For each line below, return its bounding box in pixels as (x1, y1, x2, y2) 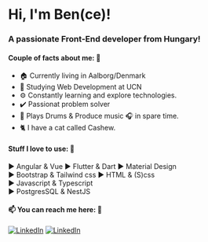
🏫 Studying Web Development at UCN (19, 82, 143, 92)
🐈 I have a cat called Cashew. (19, 123, 116, 133)
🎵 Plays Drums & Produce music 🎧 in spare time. (19, 112, 179, 121)
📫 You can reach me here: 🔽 (8, 205, 102, 214)
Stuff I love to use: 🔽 (8, 144, 75, 153)
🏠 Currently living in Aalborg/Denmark (19, 71, 146, 80)
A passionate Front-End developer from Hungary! (8, 34, 201, 45)
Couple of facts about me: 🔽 (8, 53, 101, 62)
